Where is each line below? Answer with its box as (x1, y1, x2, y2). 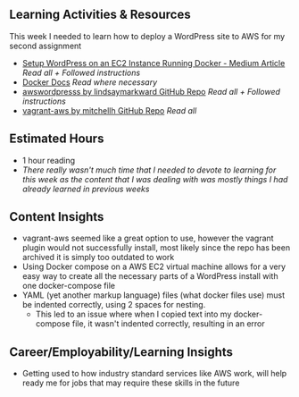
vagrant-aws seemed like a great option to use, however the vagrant (21, 232, 274, 244)
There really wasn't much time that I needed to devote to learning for (21, 165, 277, 175)
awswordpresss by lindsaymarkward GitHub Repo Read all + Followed (21, 86, 281, 97)
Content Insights (9, 209, 104, 224)
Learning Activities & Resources (9, 7, 191, 22)
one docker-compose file (21, 281, 116, 291)
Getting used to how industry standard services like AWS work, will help (21, 368, 287, 379)
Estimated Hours (9, 131, 104, 147)
